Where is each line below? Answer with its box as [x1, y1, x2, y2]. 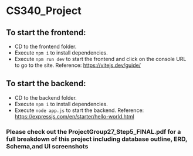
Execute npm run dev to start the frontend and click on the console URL [14, 56, 187, 62]
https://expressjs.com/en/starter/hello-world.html [14, 113, 134, 120]
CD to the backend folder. [14, 94, 77, 101]
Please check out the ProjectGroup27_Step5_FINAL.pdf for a [6, 127, 181, 135]
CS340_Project [6, 4, 82, 18]
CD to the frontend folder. [14, 43, 77, 50]
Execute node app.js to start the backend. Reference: [14, 107, 144, 114]
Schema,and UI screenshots [6, 142, 89, 150]
